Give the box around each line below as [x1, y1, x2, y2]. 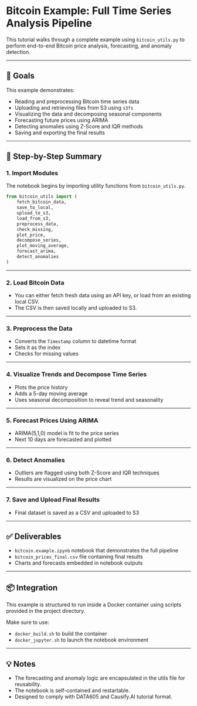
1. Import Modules [6, 169, 59, 177]
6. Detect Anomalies [6, 456, 66, 464]
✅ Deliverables [6, 531, 62, 541]
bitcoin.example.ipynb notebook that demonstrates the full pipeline [14, 547, 179, 554]
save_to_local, [16, 205, 54, 211]
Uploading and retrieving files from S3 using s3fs [14, 104, 134, 111]
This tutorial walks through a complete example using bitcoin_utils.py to [6, 36, 185, 43]
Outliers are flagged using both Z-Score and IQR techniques [14, 469, 159, 476]
